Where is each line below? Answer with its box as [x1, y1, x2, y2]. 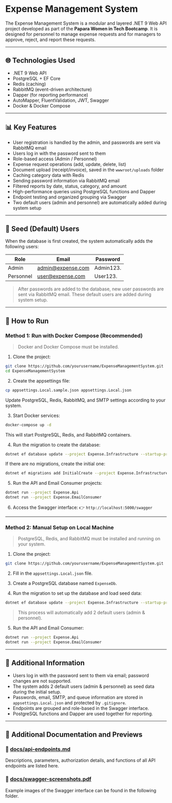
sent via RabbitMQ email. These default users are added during [17, 291, 152, 298]
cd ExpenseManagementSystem [5, 368, 66, 373]
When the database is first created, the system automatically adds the [5, 238, 153, 244]
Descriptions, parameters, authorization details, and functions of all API [5, 757, 156, 763]
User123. [94, 273, 118, 280]
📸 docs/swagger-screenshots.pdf [5, 776, 92, 783]
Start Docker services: [12, 412, 60, 418]
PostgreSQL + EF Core [12, 75, 60, 81]
